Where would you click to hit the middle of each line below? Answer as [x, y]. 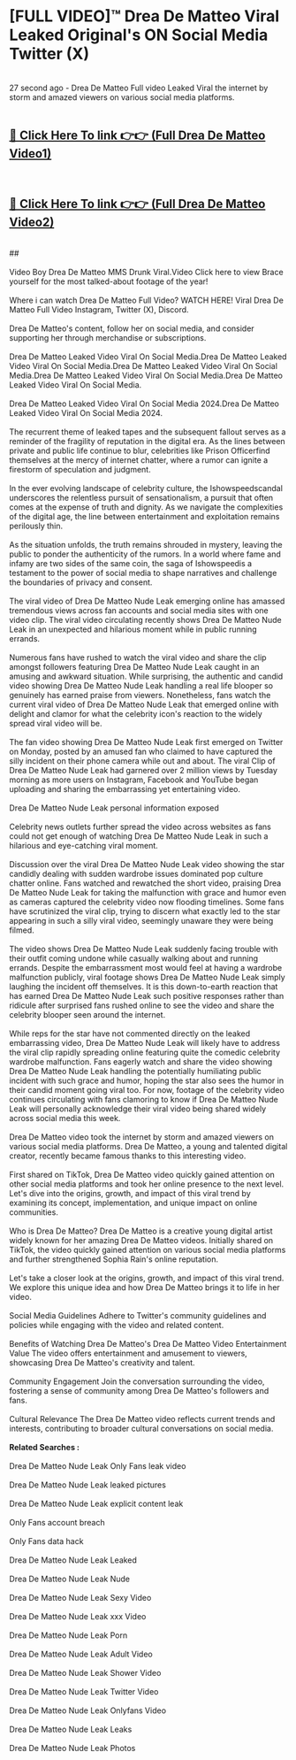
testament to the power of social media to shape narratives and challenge [143, 573]
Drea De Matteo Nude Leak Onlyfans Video [87, 1710]
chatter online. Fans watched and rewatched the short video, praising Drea [145, 883]
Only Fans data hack [46, 1541]
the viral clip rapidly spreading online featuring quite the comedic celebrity [145, 1052]
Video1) [30, 154]
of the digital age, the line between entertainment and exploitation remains [144, 516]
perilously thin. [36, 526]
